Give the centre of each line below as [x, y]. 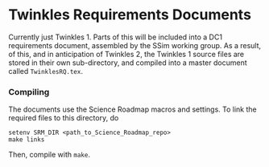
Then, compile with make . [50, 155]
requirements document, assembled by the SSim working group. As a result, [135, 45]
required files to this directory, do [64, 118]
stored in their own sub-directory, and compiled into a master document [128, 63]
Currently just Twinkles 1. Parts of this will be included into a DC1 [116, 37]
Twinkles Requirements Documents [130, 15]
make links [27, 140]
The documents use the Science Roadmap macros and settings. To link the [132, 109]
